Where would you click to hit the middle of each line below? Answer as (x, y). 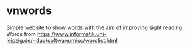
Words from (21, 34)
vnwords (29, 11)
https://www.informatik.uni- (72, 34)
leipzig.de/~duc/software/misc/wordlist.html (62, 40)
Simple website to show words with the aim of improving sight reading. (95, 27)
